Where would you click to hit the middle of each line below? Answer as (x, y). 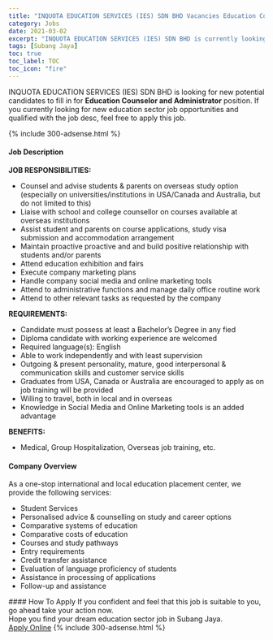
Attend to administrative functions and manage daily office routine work (140, 289)
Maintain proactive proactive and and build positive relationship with (134, 246)
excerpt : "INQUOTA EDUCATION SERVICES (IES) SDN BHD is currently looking (138, 39)
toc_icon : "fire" (38, 69)
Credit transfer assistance (63, 560)
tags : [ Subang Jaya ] (43, 46)
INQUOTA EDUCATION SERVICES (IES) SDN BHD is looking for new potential (136, 92)
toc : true (25, 54)
